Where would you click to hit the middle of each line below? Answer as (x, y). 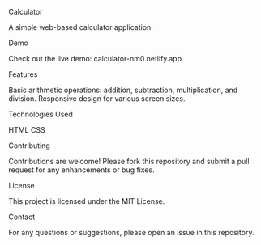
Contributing (29, 146)
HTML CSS (27, 130)
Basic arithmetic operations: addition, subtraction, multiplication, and (123, 90)
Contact (21, 217)
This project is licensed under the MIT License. (87, 201)
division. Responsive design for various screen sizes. (97, 99)
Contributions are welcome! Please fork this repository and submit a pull (129, 161)
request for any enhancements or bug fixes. (82, 170)
